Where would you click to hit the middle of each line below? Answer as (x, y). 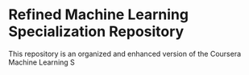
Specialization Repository (96, 32)
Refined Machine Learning (99, 15)
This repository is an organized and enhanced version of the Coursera (125, 53)
